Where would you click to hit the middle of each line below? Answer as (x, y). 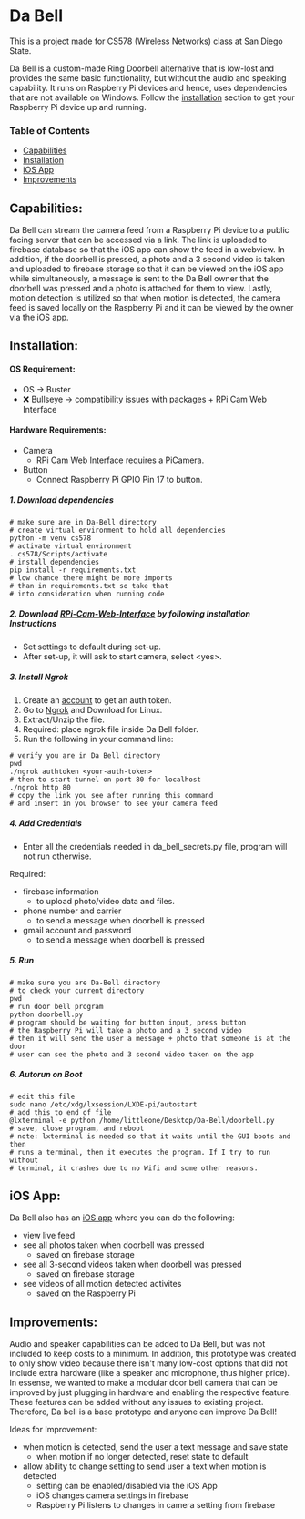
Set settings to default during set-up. (92, 647)
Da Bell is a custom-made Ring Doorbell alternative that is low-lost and (142, 68)
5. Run (22, 961)
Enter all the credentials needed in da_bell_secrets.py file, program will (155, 846)
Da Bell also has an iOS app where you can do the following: (122, 1218)
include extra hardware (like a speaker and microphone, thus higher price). (149, 1373)
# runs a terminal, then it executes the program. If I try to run (140, 1152)
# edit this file (42, 1096)
